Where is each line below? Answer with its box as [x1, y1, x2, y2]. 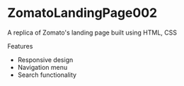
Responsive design [17, 55, 74, 64]
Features [7, 42, 33, 50]
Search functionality [17, 70, 76, 79]
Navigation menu [17, 63, 68, 71]
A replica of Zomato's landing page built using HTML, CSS [7, 28, 177, 37]
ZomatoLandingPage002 [7, 5, 158, 21]
